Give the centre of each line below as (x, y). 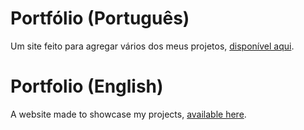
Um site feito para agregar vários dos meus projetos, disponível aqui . (152, 46)
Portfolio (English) (87, 86)
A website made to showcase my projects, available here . (128, 114)
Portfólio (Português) (100, 18)
